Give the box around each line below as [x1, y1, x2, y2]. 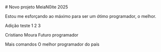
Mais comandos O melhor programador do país [5, 41, 99, 47]
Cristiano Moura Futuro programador [5, 32, 79, 38]
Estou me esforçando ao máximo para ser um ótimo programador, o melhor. [5, 13, 157, 19]
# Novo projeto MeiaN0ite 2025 [5, 4, 68, 10]
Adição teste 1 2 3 [5, 23, 41, 28]
